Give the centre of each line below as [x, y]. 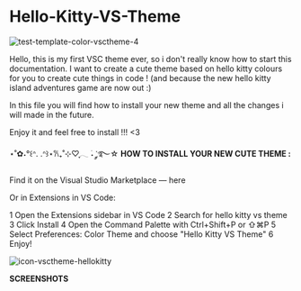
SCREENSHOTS [39, 278]
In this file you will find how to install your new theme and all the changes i [147, 105]
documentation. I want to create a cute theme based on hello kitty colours [146, 68]
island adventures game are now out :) [80, 87]
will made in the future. [52, 114]
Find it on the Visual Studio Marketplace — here [97, 180]
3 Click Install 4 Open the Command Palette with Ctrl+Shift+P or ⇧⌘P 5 [143, 224]
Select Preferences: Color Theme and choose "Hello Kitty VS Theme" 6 [142, 234]
